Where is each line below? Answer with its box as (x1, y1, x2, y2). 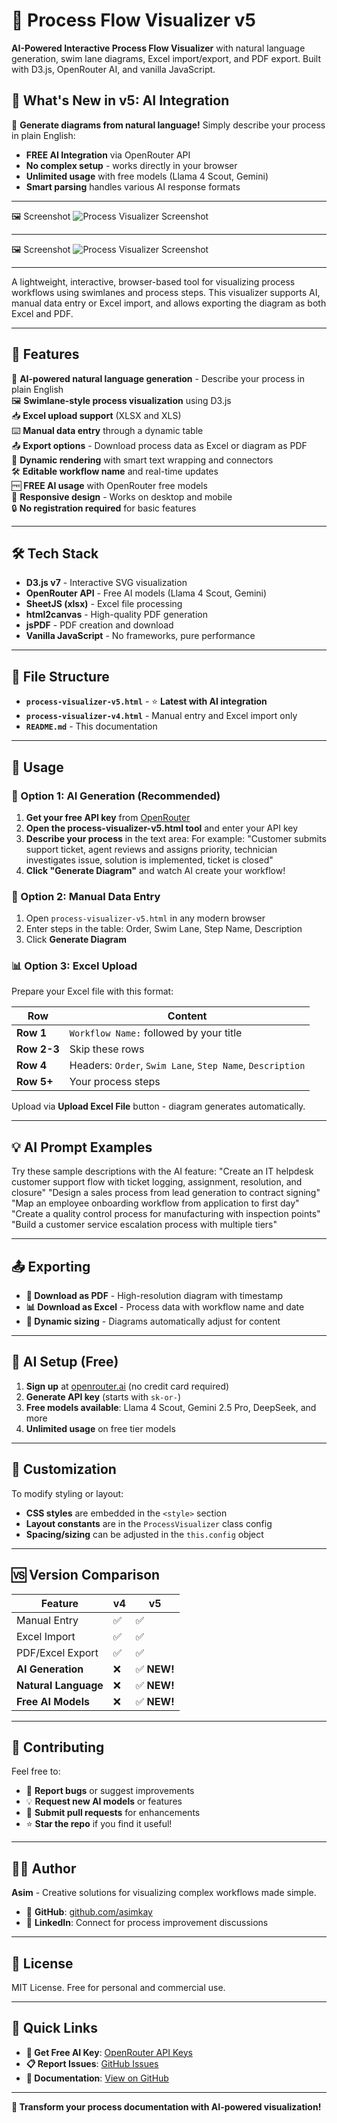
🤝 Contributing (11, 1739, 105, 1756)
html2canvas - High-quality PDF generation (25, 609, 208, 621)
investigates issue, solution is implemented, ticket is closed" (25, 854, 274, 866)
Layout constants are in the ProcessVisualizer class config (25, 1517, 273, 1529)
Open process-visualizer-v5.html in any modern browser (25, 912, 266, 924)
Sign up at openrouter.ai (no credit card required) (25, 1380, 230, 1392)
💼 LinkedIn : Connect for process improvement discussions (25, 1917, 269, 1929)
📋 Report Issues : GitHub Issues (25, 2057, 159, 2069)
